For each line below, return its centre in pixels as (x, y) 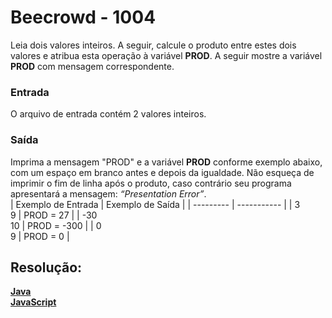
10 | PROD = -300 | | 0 (56, 225)
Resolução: (46, 267)
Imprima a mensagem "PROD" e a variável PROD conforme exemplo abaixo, (166, 162)
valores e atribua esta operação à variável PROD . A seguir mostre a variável (166, 55)
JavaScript (33, 302)
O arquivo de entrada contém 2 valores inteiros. (108, 114)
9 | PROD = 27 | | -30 (54, 215)
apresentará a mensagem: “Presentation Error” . (108, 193)
